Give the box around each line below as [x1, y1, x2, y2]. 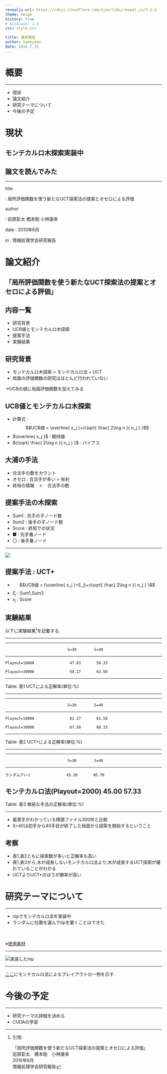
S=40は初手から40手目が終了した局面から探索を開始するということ [12, 823, 152, 829]
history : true [5, 16, 35, 21]
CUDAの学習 [12, 1019, 38, 1025]
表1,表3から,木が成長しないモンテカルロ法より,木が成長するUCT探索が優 [12, 859, 161, 865]
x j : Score [12, 596, 32, 604]
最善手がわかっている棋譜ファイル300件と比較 [12, 816, 108, 822]
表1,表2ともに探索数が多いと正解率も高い [12, 853, 97, 859]
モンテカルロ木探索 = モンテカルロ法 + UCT [12, 369, 102, 375]
